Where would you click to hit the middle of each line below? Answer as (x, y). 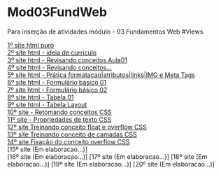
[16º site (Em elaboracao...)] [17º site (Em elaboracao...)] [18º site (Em (107, 156)
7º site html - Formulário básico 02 (57, 90)
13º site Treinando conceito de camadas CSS (72, 134)
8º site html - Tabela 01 (41, 97)
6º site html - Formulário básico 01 (57, 82)
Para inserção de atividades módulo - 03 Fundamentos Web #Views (105, 31)
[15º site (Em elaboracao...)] (48, 149)
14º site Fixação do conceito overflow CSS (69, 141)
